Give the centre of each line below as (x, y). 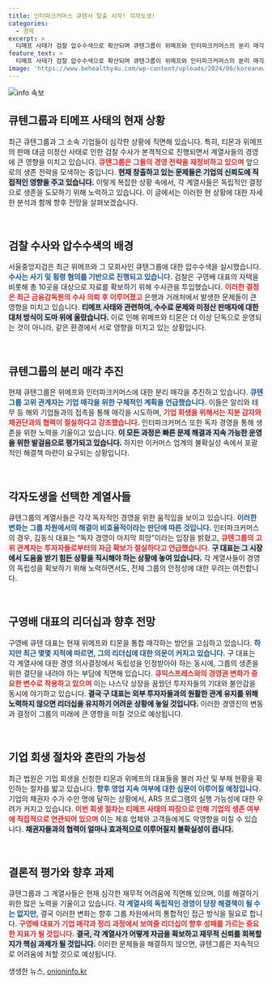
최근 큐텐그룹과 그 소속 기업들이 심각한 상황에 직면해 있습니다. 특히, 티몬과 (125, 142)
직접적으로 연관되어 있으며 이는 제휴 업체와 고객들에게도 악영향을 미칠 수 (130, 819)
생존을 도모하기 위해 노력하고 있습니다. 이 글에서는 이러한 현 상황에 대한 (136, 192)
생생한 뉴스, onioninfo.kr (48, 971)
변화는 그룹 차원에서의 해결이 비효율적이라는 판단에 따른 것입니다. (110, 528)
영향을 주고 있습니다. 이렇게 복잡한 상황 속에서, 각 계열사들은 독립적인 (138, 182)
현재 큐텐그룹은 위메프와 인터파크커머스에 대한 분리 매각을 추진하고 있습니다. (128, 392)
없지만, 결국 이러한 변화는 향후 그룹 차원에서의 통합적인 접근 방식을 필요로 (132, 914)
